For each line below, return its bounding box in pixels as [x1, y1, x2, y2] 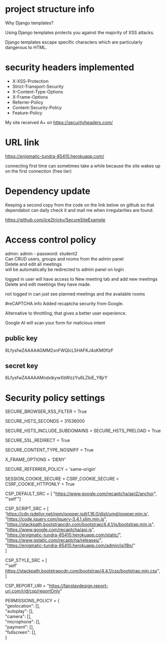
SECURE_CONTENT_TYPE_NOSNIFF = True [5, 447, 94, 453]
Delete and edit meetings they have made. [5, 281, 91, 287]
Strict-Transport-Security [12, 83, 64, 89]
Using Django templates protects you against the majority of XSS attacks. [5, 29, 155, 35]
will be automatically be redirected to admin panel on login [5, 266, 124, 272]
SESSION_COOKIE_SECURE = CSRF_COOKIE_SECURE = [5, 476, 120, 482]
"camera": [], [5, 614, 32, 620]
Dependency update [5, 186, 90, 196]
